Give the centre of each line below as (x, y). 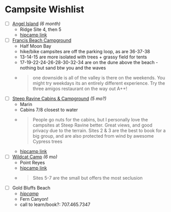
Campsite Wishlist (45, 9)
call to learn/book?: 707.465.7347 (55, 205)
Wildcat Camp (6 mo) (35, 157)
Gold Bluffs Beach (31, 188)
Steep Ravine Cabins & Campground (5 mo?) (59, 99)
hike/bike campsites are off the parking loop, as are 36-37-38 (85, 52)
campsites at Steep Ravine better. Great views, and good (92, 125)
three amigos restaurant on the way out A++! (80, 89)
